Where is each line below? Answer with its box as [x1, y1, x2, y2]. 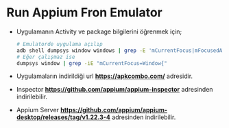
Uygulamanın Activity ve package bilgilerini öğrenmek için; [16, 27, 182, 36]
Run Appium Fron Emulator [6, 5, 162, 21]
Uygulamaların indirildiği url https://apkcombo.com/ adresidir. [16, 72, 193, 80]
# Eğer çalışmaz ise [16, 53, 75, 60]
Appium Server [16, 106, 60, 114]
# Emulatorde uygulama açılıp [16, 40, 104, 47]
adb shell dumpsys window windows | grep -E [16, 47, 146, 54]
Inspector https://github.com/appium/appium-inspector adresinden [16, 86, 213, 94]
